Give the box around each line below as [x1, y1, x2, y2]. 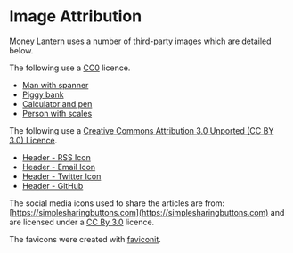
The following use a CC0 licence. [9, 62, 131, 73]
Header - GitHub [21, 180, 84, 191]
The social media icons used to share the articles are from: [9, 198, 225, 208]
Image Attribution [9, 6, 142, 27]
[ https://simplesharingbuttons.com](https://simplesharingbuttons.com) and [9, 207, 285, 217]
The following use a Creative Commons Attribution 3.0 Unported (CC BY [9, 125, 274, 135]
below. [9, 45, 34, 55]
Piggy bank [21, 89, 64, 100]
